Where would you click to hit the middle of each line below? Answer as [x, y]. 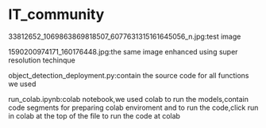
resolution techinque [42, 60]
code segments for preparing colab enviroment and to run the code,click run [133, 107]
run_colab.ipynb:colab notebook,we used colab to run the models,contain [128, 99]
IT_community [56, 15]
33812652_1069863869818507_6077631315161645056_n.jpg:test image [125, 36]
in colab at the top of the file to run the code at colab [94, 115]
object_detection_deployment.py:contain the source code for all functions [129, 75]
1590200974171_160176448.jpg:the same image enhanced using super [123, 51]
